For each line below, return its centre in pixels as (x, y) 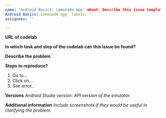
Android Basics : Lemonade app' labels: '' (49, 14)
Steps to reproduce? (26, 66)
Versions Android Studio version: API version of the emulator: (68, 96)
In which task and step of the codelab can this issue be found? (70, 47)
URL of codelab (21, 37)
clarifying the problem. (28, 110)
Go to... (20, 76)
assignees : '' (20, 19)
